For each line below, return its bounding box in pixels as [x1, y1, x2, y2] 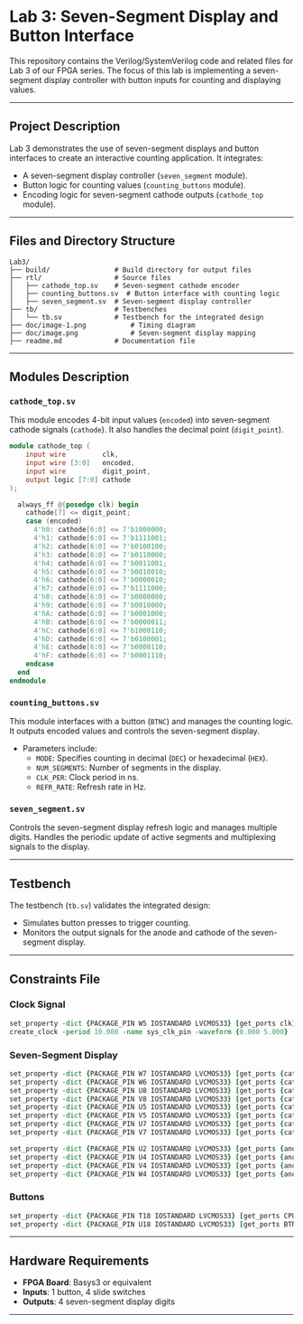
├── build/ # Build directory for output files [9, 265, 252, 275]
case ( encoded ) [25, 517, 83, 526]
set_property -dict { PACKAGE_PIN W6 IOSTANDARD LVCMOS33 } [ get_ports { [9, 1077, 284, 1086]
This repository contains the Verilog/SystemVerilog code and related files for [9, 55, 294, 66]
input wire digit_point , [25, 467, 151, 476]
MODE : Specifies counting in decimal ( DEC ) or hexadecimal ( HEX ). [35, 752, 269, 764]
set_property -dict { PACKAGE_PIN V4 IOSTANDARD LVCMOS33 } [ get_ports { [9, 1161, 284, 1170]
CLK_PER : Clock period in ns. [35, 772, 140, 783]
